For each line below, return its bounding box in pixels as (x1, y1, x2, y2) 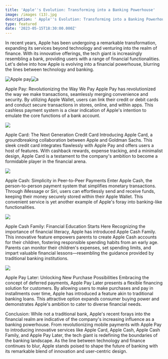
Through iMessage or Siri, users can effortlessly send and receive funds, (5, 188, 155, 194)
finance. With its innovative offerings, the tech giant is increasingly (5, 51, 142, 57)
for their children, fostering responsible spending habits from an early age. (5, 240, 158, 246)
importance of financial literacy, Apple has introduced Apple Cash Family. (5, 229, 156, 235)
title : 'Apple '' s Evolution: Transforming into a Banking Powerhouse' (5, 7, 155, 13)
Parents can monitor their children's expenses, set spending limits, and (5, 245, 151, 251)
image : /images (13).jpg (5, 12, 57, 17)
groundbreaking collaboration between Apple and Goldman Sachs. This (5, 137, 152, 143)
